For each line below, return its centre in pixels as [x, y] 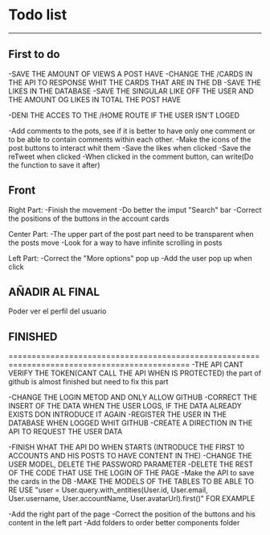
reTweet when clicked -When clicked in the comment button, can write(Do [131, 156]
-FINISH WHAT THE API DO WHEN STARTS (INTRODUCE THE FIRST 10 [127, 447]
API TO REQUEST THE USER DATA [65, 432]
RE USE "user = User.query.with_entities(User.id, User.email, [108, 490]
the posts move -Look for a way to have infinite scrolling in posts [115, 243]
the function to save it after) [54, 165]
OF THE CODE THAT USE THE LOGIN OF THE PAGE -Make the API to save [131, 473]
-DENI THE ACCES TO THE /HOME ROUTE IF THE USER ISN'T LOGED [124, 115]
